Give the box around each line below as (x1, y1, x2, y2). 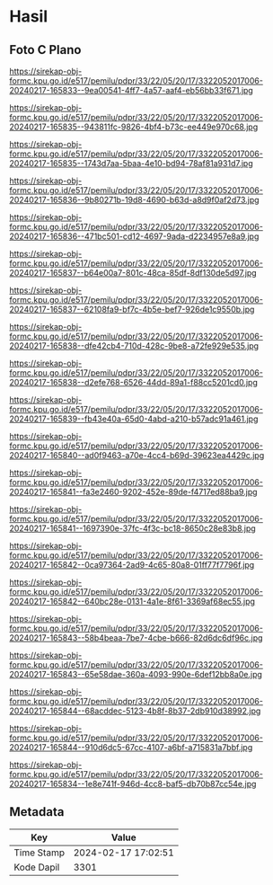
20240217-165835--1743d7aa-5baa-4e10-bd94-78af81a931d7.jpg (9, 158, 253, 168)
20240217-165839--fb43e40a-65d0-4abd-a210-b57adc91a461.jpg (9, 413, 259, 424)
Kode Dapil (13, 861, 60, 873)
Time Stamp (13, 846, 66, 859)
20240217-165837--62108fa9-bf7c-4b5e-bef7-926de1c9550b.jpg (9, 304, 255, 314)
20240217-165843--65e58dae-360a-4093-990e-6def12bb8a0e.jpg (9, 669, 263, 679)
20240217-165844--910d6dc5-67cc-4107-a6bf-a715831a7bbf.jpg (9, 742, 253, 752)
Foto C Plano (9, 42, 82, 58)
